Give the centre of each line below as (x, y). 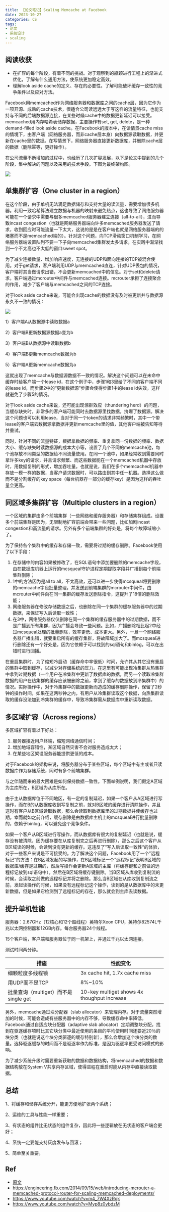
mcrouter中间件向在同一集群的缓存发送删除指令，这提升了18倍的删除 (83, 594)
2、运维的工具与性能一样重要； (37, 1114)
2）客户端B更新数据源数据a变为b (39, 332)
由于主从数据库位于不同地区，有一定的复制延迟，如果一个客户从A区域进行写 (84, 799)
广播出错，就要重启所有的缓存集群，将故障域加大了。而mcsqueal (89, 638)
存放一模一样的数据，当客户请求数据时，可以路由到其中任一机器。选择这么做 (84, 473)
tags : (11, 24)
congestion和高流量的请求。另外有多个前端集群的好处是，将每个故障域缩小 (83, 528)
